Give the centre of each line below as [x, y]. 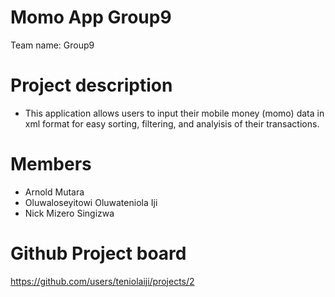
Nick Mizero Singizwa [69, 213]
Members [51, 164]
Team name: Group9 [52, 45]
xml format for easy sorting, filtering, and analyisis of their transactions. [172, 123]
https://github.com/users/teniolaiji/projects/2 [102, 281]
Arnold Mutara [54, 192]
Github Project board [98, 253]
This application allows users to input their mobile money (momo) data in [174, 113]
